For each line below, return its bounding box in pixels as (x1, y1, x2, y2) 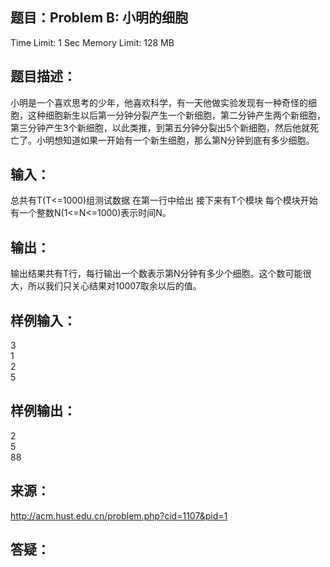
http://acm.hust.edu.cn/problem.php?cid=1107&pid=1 (10, 509, 228, 522)
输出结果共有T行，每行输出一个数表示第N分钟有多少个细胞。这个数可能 (10, 268, 303, 280)
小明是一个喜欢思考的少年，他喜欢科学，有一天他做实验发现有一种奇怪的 (10, 96, 308, 108)
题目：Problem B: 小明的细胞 (10, 9, 188, 27)
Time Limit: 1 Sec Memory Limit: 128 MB (10, 36, 175, 48)
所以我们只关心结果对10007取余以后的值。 (27, 280, 202, 292)
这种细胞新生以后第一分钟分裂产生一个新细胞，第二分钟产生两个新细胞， (27, 109, 326, 121)
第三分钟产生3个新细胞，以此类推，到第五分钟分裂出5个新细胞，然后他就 (10, 121, 310, 133)
